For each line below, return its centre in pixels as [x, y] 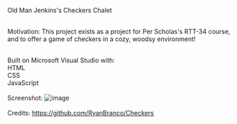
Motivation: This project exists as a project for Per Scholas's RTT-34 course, [119, 32]
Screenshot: [25, 98]
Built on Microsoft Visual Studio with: [61, 60]
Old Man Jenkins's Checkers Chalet [60, 10]
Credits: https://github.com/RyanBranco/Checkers [81, 113]
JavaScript [23, 83]
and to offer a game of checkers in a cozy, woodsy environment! [102, 39]
